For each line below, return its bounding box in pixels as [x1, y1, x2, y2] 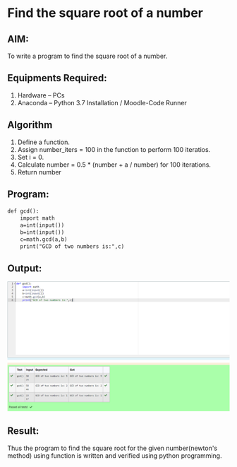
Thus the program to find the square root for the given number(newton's [7, 444, 218, 452]
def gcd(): [7, 208, 39, 215]
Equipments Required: [7, 72, 107, 84]
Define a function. [17, 138, 71, 146]
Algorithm [7, 119, 53, 131]
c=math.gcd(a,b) [20, 236, 68, 243]
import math [20, 215, 55, 222]
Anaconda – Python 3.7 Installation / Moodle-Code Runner [17, 98, 187, 107]
